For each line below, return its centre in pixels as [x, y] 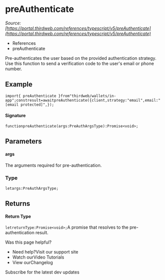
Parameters [24, 141]
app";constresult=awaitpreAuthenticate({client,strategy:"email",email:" [83, 100]
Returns [18, 204]
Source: [13, 23]
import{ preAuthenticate [31, 96]
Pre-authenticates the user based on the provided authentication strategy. [81, 58]
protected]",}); [37, 105]
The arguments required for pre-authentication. [54, 165]
